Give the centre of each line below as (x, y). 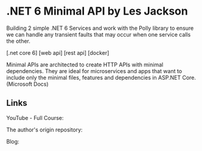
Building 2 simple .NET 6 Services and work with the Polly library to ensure (100, 28)
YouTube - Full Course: (35, 118)
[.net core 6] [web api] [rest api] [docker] (58, 52)
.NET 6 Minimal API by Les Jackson (97, 11)
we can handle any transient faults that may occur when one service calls (99, 34)
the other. (18, 41)
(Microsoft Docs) (27, 84)
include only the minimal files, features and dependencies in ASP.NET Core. (101, 77)
